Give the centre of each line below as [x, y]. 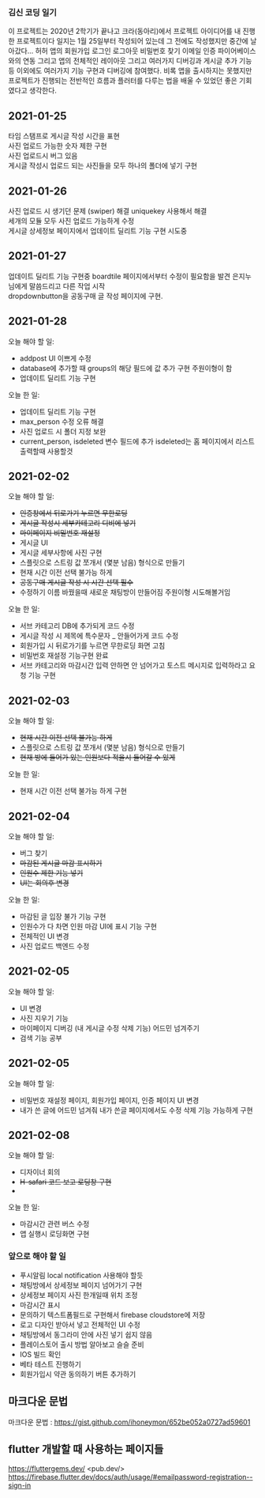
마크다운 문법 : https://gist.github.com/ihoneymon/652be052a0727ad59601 [129, 1422]
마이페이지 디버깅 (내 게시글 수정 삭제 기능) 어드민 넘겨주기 [109, 1028]
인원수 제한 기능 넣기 [51, 872]
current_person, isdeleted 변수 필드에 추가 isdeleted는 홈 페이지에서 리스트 [137, 441]
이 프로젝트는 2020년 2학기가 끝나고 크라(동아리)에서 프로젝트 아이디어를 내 [125, 31]
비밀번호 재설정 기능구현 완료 [64, 656]
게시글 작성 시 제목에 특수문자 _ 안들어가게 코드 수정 [99, 636]
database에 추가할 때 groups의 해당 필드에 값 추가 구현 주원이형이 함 [126, 368]
